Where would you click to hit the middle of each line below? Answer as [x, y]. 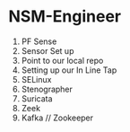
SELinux [36, 79]
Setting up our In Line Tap [69, 70]
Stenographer [47, 89]
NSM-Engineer [65, 17]
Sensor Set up [48, 50]
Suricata [37, 98]
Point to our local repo [62, 60]
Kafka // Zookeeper [57, 118]
